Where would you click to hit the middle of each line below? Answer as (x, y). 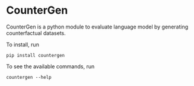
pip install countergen (36, 55)
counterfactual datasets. (36, 33)
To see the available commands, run (50, 66)
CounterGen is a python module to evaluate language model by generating (97, 27)
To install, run (23, 44)
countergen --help (29, 77)
